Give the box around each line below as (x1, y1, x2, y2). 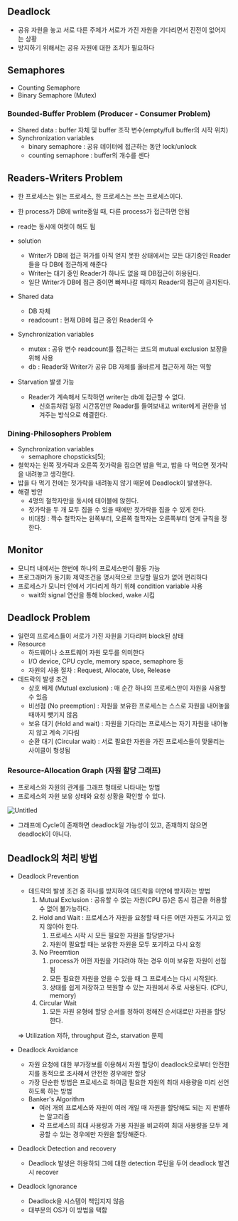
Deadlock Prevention (17, 871, 80, 880)
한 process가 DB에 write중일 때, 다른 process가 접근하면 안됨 (17, 206, 190, 216)
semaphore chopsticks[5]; (28, 452, 106, 461)
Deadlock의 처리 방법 (7, 852, 98, 864)
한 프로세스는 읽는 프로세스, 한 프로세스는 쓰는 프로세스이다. (17, 192, 183, 200)
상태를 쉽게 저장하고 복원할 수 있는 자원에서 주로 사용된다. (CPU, (49, 982, 227, 992)
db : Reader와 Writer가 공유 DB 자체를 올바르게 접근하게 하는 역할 (28, 362, 212, 371)
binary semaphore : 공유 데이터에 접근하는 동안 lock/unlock (28, 142, 197, 150)
